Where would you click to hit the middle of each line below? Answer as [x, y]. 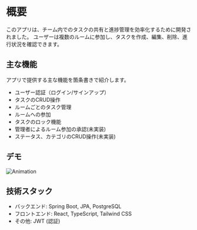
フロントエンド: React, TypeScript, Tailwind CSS [73, 214]
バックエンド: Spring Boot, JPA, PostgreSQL [68, 206]
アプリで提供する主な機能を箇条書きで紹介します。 [68, 79]
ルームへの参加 [33, 114]
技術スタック [29, 191]
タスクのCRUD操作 [37, 99]
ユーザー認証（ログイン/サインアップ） [62, 92]
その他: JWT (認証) [37, 221]
